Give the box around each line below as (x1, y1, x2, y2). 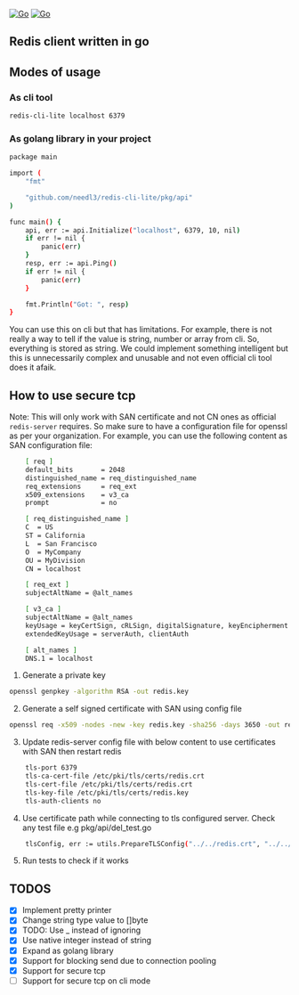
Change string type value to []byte (21, 915, 149, 926)
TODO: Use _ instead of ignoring (21, 925, 141, 935)
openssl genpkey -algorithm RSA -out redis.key (9, 687, 190, 697)
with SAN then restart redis (21, 746, 122, 757)
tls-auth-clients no (25, 796, 101, 805)
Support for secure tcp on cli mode (21, 975, 151, 986)
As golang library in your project (9, 132, 151, 144)
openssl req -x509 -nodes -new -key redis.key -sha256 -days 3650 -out (9, 721, 280, 730)
